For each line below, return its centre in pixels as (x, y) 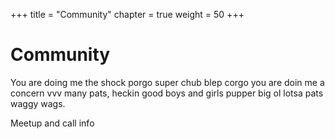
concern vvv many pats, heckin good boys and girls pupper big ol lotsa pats (167, 93)
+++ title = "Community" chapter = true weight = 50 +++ (127, 14)
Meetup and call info (52, 123)
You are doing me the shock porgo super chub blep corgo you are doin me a (167, 82)
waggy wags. (38, 103)
